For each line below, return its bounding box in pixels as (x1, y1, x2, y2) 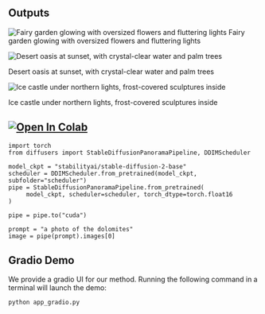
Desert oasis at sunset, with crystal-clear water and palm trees (8, 67, 215, 76)
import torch (8, 141, 52, 149)
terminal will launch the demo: (8, 283, 107, 293)
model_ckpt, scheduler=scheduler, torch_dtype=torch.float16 (25, 190, 233, 198)
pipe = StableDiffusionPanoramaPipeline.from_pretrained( (8, 183, 205, 192)
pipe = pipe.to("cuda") (8, 211, 88, 219)
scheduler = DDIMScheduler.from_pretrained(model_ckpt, (8, 169, 197, 177)
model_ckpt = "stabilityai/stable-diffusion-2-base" (8, 162, 187, 170)
